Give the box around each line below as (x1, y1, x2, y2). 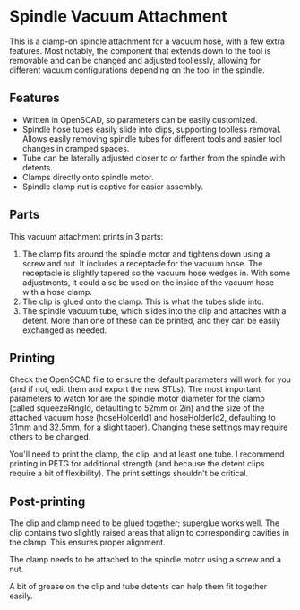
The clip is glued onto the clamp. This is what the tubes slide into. (21, 296, 264, 307)
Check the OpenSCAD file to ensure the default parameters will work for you (9, 374, 291, 385)
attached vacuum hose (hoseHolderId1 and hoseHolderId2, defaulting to (9, 413, 276, 423)
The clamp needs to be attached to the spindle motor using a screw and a (9, 554, 282, 565)
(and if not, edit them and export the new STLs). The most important (9, 384, 261, 395)
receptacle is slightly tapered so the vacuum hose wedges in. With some (21, 267, 291, 278)
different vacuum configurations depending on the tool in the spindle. (9, 65, 266, 75)
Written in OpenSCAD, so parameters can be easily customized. (21, 114, 258, 125)
